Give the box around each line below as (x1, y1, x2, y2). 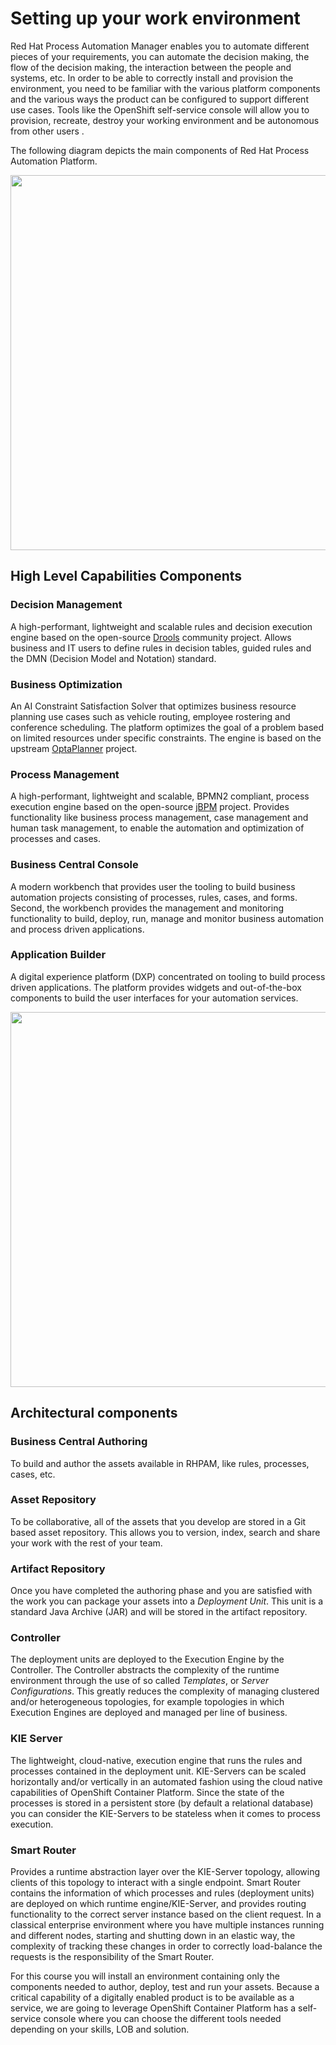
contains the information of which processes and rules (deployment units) (10, 1887, 315, 1899)
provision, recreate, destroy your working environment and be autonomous (10, 114, 320, 126)
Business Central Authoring (10, 1435, 148, 1449)
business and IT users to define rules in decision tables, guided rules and (10, 642, 312, 654)
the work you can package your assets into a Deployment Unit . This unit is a (10, 1595, 324, 1607)
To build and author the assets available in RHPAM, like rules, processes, (10, 1457, 310, 1469)
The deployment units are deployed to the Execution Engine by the (10, 1653, 285, 1666)
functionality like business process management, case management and (10, 812, 309, 824)
